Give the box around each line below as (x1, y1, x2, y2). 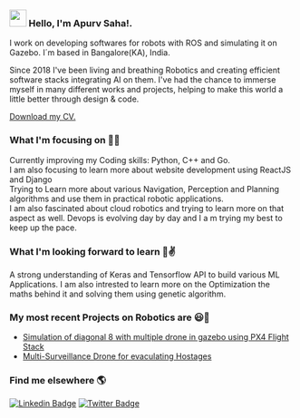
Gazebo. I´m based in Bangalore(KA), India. (9, 47, 170, 58)
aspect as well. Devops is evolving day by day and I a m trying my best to (9, 212, 283, 223)
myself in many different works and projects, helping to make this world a (9, 84, 284, 95)
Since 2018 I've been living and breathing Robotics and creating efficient (9, 64, 281, 76)
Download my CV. (9, 112, 76, 122)
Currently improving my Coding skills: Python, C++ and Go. (9, 154, 231, 165)
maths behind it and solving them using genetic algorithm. (9, 288, 227, 299)
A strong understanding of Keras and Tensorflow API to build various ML (9, 268, 280, 280)
